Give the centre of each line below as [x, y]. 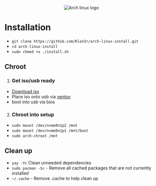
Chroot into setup [33, 115]
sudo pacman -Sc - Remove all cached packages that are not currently [81, 168]
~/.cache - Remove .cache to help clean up [55, 178]
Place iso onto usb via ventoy [41, 96]
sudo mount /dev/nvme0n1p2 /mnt [44, 125]
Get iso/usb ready [33, 81]
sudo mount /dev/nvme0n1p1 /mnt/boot [50, 131]
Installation [28, 28]
